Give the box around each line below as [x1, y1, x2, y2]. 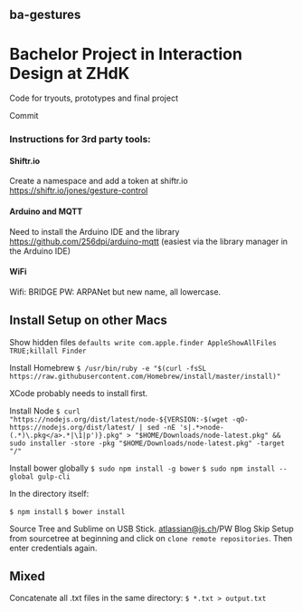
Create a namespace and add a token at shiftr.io [9, 176, 188, 187]
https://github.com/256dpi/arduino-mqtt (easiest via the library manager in [9, 236, 288, 247]
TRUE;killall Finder [9, 346, 88, 355]
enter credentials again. [9, 542, 98, 553]
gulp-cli [37, 471, 71, 481]
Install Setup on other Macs [9, 313, 167, 328]
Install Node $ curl [9, 405, 81, 416]
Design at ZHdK [9, 63, 130, 83]
